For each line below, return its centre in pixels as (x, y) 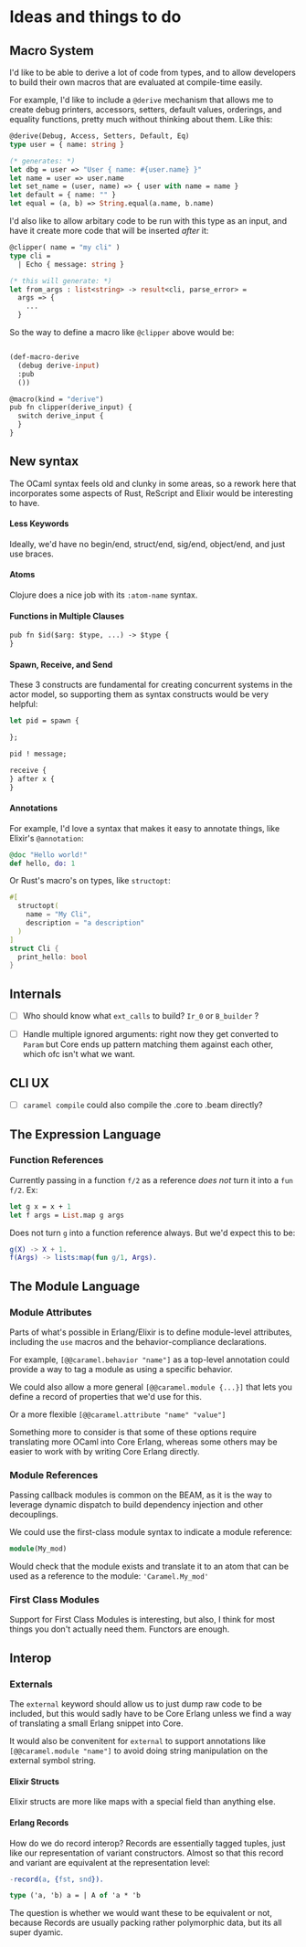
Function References (57, 1160)
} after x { (32, 778)
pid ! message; (38, 754)
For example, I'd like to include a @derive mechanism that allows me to (142, 100)
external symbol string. (53, 1761)
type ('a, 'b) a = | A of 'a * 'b (75, 1896)
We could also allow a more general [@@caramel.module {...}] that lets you (151, 1387)
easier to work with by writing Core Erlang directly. (105, 1452)
